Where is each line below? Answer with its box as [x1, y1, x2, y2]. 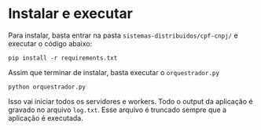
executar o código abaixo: [8, 38, 93, 48]
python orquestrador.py [8, 83, 86, 91]
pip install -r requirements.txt [8, 54, 118, 62]
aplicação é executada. [8, 113, 84, 122]
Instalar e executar [8, 5, 134, 23]
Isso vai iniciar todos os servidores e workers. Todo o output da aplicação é [8, 96, 253, 106]
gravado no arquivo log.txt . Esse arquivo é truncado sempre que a [8, 105, 226, 114]
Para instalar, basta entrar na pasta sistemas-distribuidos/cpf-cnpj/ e [8, 31, 238, 40]
